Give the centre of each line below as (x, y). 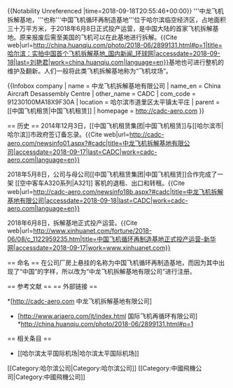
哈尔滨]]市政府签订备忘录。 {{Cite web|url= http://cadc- (86, 134)
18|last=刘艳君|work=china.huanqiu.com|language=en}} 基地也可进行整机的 (115, 62)
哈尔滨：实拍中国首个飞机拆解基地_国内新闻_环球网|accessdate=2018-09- (114, 53)
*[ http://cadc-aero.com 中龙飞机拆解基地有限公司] (80, 301)
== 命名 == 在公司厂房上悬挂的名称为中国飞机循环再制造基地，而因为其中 (113, 263)
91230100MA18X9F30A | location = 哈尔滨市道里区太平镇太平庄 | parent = (114, 102)
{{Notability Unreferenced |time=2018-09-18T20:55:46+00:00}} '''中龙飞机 (115, 11)
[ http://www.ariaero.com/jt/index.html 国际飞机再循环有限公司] (107, 316)
